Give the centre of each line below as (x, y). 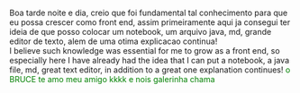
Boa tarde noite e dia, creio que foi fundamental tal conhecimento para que (149, 13)
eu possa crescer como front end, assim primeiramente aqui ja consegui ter (150, 22)
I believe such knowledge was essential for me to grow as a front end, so (145, 51)
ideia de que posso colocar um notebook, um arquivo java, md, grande (141, 32)
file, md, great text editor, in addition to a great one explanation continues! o (150, 70)
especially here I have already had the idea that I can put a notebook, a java (150, 60)
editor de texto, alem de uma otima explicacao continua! (114, 41)
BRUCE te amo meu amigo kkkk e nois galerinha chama (112, 79)
